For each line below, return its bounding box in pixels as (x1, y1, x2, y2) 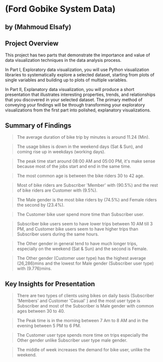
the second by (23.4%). (16, 202, 65, 208)
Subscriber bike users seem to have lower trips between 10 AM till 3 (16, 221, 153, 227)
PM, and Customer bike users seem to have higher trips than (16, 226, 138, 232)
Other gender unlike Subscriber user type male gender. (16, 337, 128, 344)
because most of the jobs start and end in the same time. (16, 163, 131, 169)
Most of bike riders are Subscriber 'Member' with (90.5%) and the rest (16, 182, 158, 188)
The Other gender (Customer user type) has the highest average (16, 255, 147, 261)
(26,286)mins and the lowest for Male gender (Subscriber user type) (16, 260, 154, 266)
